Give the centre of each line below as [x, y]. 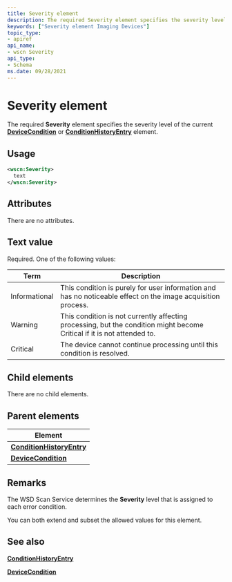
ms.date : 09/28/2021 [37, 71]
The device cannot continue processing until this [139, 345]
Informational [32, 296]
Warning [24, 324]
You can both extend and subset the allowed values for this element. [105, 520]
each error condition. [37, 506]
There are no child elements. [48, 394]
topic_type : [24, 33]
